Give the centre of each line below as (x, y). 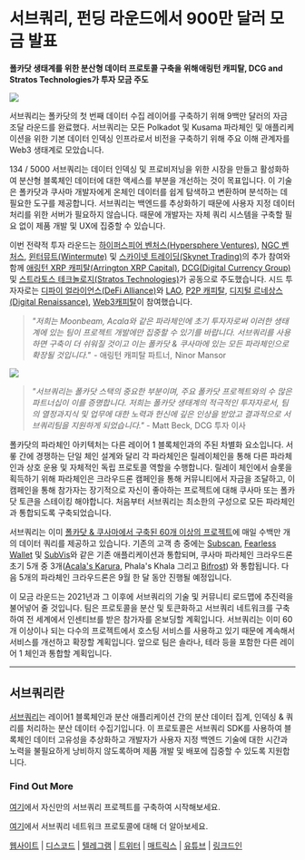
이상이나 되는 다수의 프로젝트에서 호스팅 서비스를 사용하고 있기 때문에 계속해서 (157, 630)
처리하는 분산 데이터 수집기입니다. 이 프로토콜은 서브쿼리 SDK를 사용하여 (154, 728)
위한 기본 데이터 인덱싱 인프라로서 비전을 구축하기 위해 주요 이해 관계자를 (162, 138)
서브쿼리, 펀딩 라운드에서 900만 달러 (138, 19)
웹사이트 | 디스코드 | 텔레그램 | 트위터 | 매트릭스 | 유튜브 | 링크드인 (126, 845)
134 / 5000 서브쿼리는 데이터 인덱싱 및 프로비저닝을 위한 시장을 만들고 (134, 169)
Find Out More (42, 786)
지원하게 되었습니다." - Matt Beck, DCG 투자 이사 (159, 425)
